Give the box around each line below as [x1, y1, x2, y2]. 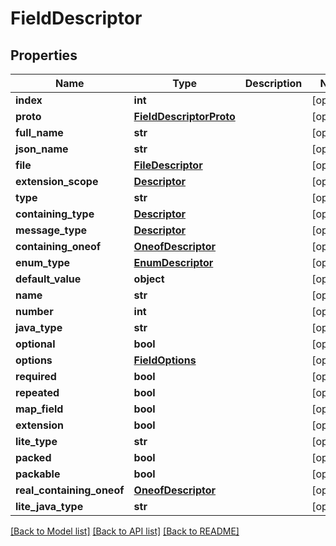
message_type [15, 223, 88, 237]
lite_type [15, 435, 58, 448]
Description [244, 77, 303, 90]
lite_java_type [15, 500, 84, 513]
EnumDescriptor [133, 256, 214, 269]
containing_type [15, 207, 95, 221]
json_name [15, 142, 69, 156]
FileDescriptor [133, 158, 203, 172]
